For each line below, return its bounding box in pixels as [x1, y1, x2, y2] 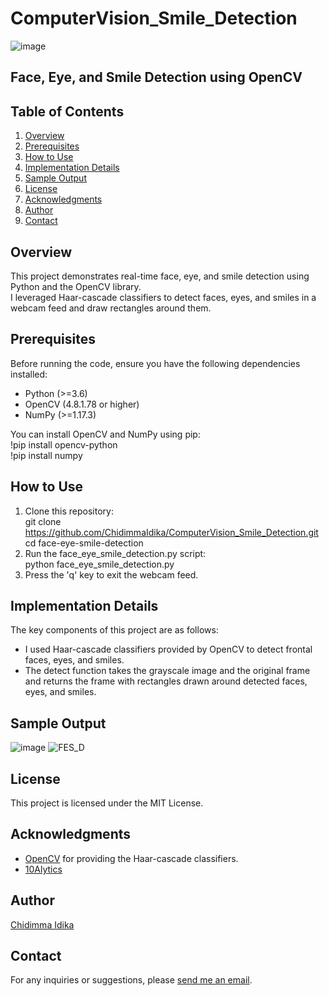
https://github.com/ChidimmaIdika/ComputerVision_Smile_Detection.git [24, 526, 319, 538]
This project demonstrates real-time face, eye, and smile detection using [10, 270, 310, 282]
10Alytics [24, 863, 63, 875]
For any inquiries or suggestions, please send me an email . [10, 974, 253, 986]
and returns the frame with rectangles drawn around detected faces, [24, 675, 308, 687]
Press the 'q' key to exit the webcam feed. [24, 568, 199, 581]
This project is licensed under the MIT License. [10, 797, 204, 809]
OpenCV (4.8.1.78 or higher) [24, 398, 140, 410]
